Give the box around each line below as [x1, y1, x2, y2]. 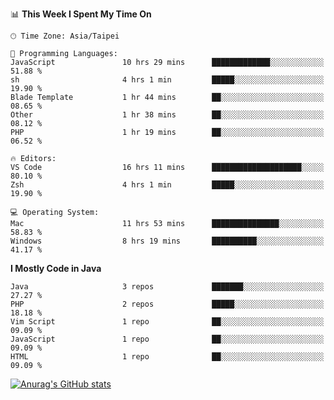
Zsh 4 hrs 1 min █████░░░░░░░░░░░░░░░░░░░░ [10, 180, 325, 190]
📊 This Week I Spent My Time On [10, 8, 152, 20]
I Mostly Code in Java [10, 263, 102, 274]
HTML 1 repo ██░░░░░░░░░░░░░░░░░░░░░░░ [10, 352, 325, 362]
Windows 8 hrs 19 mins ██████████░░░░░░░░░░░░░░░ [10, 236, 325, 246]
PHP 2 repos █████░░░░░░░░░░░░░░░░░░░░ [10, 299, 325, 309]
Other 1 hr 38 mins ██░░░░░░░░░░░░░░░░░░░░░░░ [10, 110, 325, 120]
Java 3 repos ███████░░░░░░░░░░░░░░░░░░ [10, 282, 325, 292]
